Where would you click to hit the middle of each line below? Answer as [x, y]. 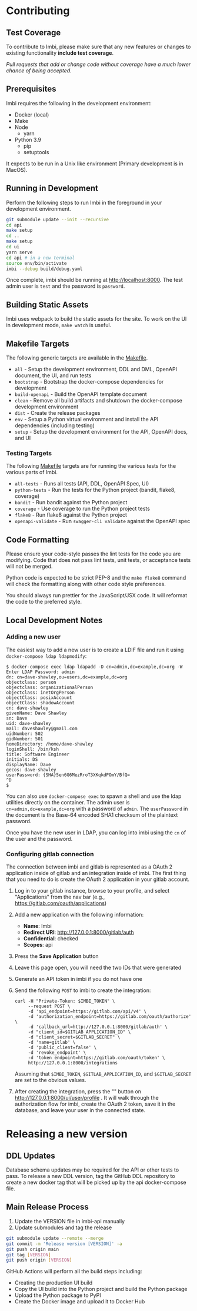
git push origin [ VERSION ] [39, 1260]
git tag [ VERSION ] [29, 1255]
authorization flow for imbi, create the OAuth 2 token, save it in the [95, 1104]
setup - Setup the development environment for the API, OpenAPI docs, [101, 432]
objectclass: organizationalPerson [50, 687]
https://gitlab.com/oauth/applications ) [61, 903]
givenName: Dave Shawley [36, 713]
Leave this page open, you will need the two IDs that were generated [98, 968]
